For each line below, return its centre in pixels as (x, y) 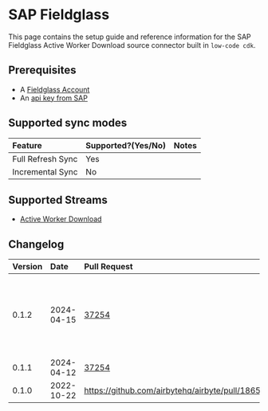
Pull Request (108, 267)
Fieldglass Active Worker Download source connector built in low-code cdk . (132, 45)
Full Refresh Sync (45, 159)
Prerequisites (42, 70)
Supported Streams (58, 200)
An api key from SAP (53, 98)
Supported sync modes (68, 123)
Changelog (36, 244)
